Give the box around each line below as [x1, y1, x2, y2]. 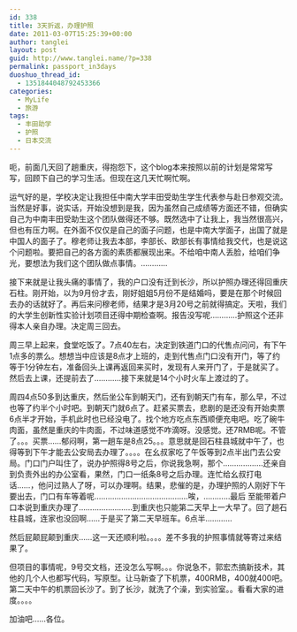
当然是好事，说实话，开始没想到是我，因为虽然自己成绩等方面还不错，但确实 [9, 202, 288, 213]
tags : [9, 111, 29, 120]
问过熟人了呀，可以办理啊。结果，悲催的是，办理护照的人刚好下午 [45, 479, 286, 491]
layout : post [9, 46, 57, 55]
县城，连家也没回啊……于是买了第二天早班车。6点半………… [16, 513, 232, 523]
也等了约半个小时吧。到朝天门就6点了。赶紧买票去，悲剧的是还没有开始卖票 [9, 402, 286, 413]
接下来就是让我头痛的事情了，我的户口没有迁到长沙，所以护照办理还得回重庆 [9, 276, 288, 287]
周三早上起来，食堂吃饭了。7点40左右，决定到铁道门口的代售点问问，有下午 [9, 339, 287, 350]
